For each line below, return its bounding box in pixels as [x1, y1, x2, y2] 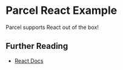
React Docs [14, 57, 44, 64]
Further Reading [5, 41, 68, 51]
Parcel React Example [5, 4, 118, 17]
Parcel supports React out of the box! [5, 24, 99, 31]
